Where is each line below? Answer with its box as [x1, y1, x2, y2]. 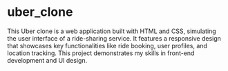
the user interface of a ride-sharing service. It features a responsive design [7, 34, 221, 42]
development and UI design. [7, 56, 88, 64]
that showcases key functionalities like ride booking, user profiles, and [7, 41, 207, 50]
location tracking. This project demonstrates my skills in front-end [7, 49, 195, 57]
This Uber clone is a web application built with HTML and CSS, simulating [7, 27, 216, 35]
